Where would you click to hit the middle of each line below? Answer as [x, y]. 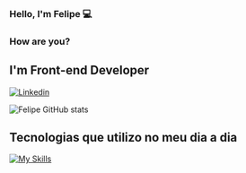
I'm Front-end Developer [79, 70]
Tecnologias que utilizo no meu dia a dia [123, 138]
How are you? [40, 41]
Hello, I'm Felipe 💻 [51, 13]
